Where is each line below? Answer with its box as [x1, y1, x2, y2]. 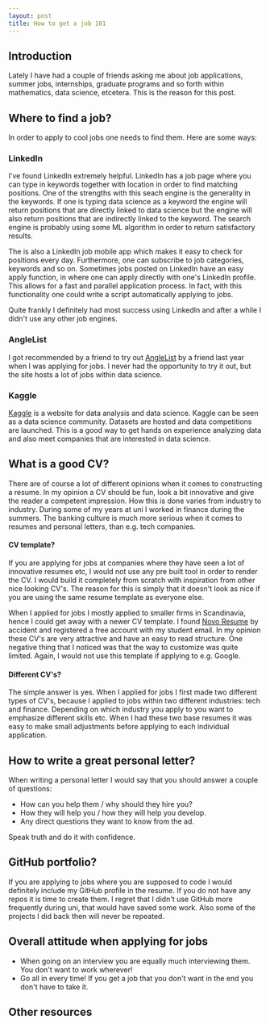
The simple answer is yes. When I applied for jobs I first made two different [8, 687, 258, 697]
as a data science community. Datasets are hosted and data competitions [8, 417, 252, 426]
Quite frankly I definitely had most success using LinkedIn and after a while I [8, 305, 262, 315]
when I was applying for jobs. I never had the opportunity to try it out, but [8, 361, 251, 371]
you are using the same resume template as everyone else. [8, 593, 204, 602]
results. [8, 231, 34, 241]
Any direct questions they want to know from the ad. [19, 816, 195, 826]
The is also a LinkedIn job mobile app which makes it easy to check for [8, 247, 243, 257]
